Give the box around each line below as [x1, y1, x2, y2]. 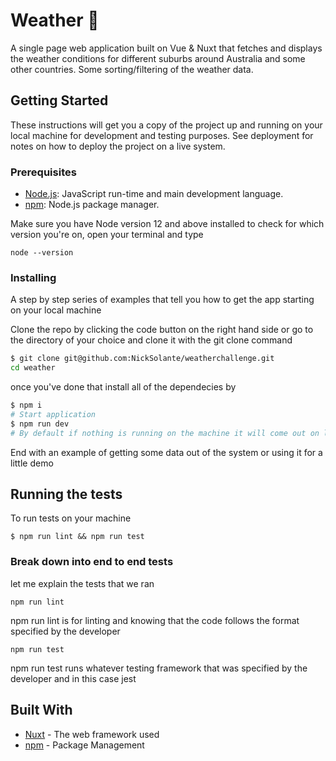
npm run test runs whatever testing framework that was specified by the [10, 662, 308, 674]
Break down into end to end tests [10, 555, 174, 569]
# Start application [10, 409, 97, 419]
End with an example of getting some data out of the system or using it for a [10, 446, 323, 458]
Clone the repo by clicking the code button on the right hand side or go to [10, 324, 314, 336]
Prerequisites [10, 165, 77, 179]
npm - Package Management [24, 739, 145, 751]
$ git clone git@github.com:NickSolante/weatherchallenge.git [10, 354, 275, 364]
